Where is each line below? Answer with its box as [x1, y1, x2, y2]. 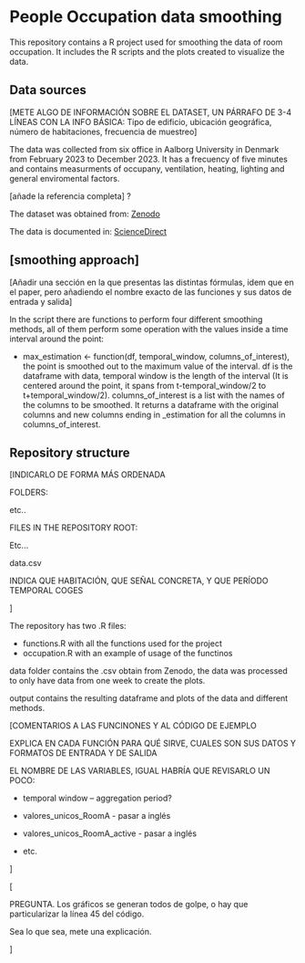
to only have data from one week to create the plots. [9, 675, 206, 686]
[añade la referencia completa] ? [9, 190, 132, 202]
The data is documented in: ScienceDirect [9, 225, 167, 236]
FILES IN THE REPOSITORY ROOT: [9, 522, 138, 533]
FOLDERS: [9, 487, 48, 498]
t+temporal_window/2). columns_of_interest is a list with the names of [22, 390, 285, 401]
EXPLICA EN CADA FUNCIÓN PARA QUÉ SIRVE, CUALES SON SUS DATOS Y [9, 738, 297, 749]
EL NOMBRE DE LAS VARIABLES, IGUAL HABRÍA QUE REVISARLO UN [9, 765, 270, 777]
